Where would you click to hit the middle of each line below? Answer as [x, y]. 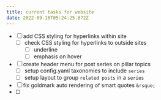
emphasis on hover [58, 56]
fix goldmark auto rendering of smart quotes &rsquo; [89, 85]
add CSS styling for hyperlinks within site [75, 36]
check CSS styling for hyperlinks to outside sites [85, 42]
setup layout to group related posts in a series [84, 77]
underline [46, 49]
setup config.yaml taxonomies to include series [84, 71]
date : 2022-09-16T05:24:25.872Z [47, 18]
